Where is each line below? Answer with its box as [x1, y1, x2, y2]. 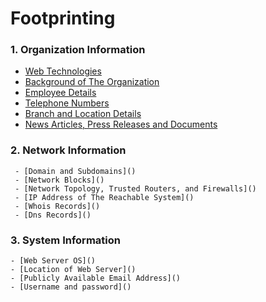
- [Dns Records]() [14, 210, 92, 220]
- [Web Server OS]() [10, 256, 97, 266]
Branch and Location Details [24, 108, 142, 120]
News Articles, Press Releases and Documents [24, 118, 218, 131]
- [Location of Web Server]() [10, 265, 137, 275]
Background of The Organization [24, 76, 160, 88]
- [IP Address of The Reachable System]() [14, 192, 195, 202]
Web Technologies [24, 65, 102, 77]
